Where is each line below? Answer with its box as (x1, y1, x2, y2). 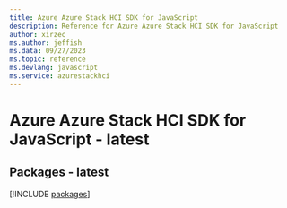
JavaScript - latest (9, 129, 150, 149)
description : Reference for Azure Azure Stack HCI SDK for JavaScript (9, 22, 279, 30)
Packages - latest (9, 165, 109, 180)
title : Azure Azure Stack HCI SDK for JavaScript (9, 13, 199, 22)
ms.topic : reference (9, 55, 87, 64)
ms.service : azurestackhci (9, 72, 110, 81)
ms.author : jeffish (9, 38, 83, 48)
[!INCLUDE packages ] (9, 188, 91, 199)
